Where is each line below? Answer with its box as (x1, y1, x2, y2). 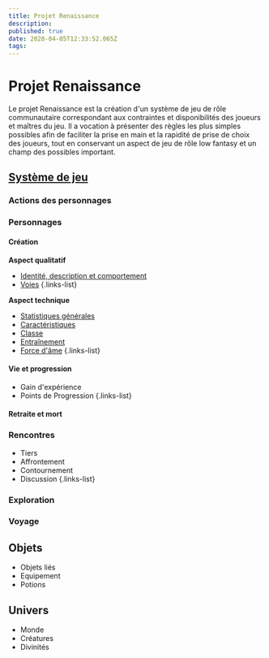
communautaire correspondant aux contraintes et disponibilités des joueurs (8, 113, 261, 123)
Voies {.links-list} (19, 279, 78, 289)
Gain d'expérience (19, 382, 82, 392)
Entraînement (19, 336, 66, 346)
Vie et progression (8, 364, 72, 374)
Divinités (19, 643, 50, 652)
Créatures (19, 634, 54, 643)
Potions (19, 580, 46, 590)
